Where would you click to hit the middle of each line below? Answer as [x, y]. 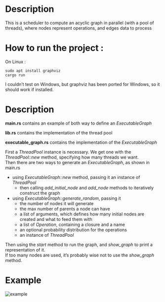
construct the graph [40, 193]
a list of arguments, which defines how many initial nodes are [82, 214]
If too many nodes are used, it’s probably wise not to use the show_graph [80, 255]
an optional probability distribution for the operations [73, 230]
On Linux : [16, 62]
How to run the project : [54, 48]
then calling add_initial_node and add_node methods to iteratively [87, 188]
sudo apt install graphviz [33, 71]
